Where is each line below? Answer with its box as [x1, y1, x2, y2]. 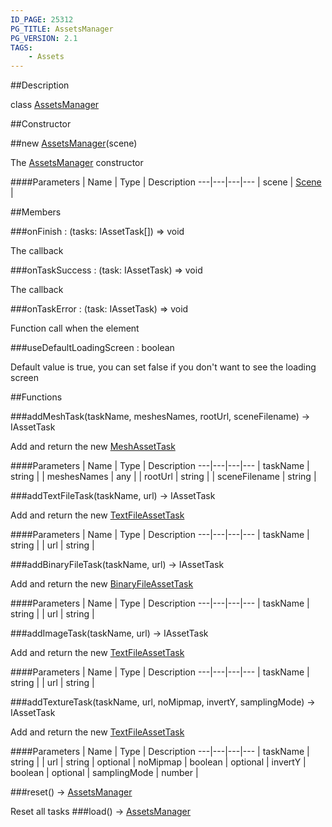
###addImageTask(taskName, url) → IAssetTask [10, 627, 209, 640]
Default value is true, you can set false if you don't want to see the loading [10, 361, 317, 373]
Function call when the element [10, 322, 140, 335]
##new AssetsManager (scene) [10, 137, 138, 150]
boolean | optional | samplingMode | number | [10, 767, 199, 779]
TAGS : [10, 42, 33, 53]
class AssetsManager [10, 99, 100, 111]
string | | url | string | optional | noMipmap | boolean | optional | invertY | [10, 756, 307, 768]
